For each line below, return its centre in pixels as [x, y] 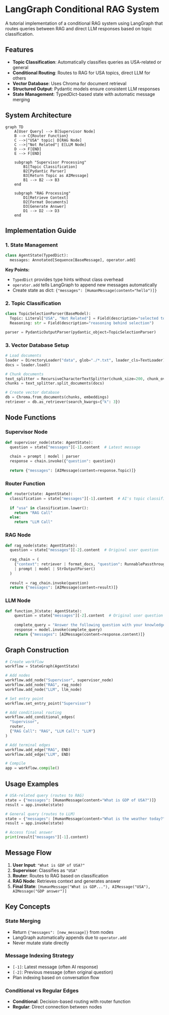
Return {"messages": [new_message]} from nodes [63, 932]
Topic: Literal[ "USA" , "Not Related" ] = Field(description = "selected [84, 319]
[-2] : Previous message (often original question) [63, 972]
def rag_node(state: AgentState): [41, 546]
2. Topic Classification [33, 303]
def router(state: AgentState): [39, 494]
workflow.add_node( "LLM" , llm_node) [44, 689]
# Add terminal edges [28, 745]
